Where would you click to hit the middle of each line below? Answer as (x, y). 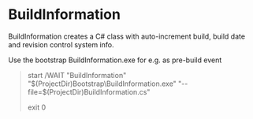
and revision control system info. (61, 44)
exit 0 (37, 107)
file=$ (37, 91)
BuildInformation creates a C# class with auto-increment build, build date (127, 36)
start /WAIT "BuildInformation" (77, 75)
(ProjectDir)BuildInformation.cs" (99, 91)
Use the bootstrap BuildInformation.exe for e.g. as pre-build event (115, 60)
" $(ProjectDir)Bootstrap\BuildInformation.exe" (102, 84)
